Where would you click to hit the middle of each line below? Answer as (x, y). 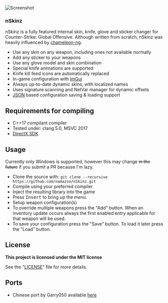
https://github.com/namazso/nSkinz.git (54, 181)
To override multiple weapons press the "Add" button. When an (78, 208)
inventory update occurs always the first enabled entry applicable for (84, 213)
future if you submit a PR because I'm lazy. (49, 167)
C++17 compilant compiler (40, 123)
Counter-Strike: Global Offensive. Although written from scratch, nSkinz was (84, 37)
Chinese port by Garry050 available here (54, 295)
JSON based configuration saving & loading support (66, 95)
